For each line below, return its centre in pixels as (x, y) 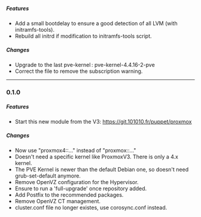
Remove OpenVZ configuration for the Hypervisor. (77, 182)
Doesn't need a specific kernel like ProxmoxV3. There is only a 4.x (96, 157)
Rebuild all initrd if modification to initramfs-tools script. (83, 36)
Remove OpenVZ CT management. (57, 201)
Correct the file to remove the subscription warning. (79, 71)
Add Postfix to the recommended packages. (69, 195)
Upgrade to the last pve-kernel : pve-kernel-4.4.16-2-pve (85, 65)
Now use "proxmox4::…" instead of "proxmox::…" (75, 151)
